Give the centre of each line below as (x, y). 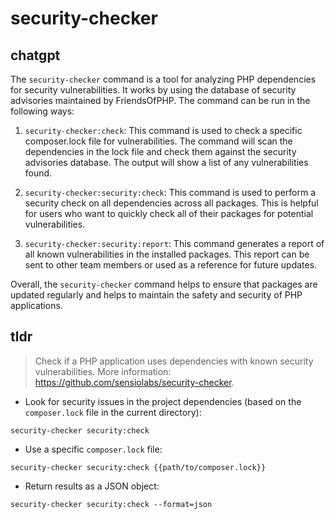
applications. (36, 305)
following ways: (42, 111)
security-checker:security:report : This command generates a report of (174, 243)
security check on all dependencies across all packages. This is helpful (171, 203)
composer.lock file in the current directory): (113, 412)
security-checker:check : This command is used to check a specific (163, 130)
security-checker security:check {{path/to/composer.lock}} (138, 467)
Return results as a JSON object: (92, 486)
